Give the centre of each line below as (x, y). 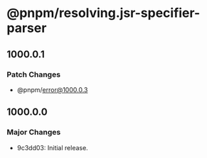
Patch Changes (34, 74)
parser (27, 28)
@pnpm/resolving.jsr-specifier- (103, 13)
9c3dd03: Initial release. (52, 147)
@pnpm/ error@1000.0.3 (52, 89)
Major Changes (34, 132)
